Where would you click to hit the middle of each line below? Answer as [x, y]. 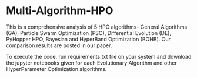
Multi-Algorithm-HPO [60, 11]
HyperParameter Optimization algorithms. [56, 69]
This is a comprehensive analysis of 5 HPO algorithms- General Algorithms [97, 27]
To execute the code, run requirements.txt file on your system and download [99, 56]
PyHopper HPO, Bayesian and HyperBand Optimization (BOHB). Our [88, 39]
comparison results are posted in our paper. [59, 45]
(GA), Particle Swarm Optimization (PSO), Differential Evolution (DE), [89, 33]
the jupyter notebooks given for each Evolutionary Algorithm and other [92, 63]
